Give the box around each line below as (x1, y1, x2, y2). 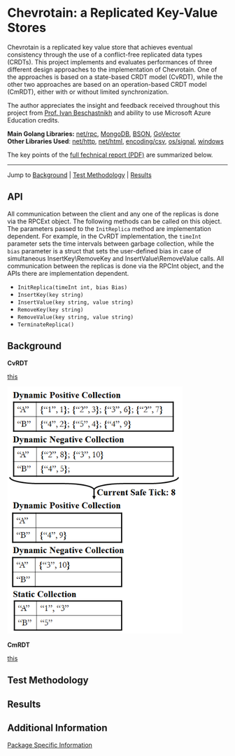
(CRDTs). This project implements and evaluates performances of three (7, 57, 213, 66)
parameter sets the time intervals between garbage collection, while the (7, 239, 215, 248)
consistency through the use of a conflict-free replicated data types (7, 50, 203, 59)
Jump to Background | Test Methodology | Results (7, 170, 152, 179)
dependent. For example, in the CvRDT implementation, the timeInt (7, 232, 201, 240)
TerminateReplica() (17, 321, 75, 328)
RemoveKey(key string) (17, 306, 84, 313)
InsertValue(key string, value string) (17, 299, 134, 306)
